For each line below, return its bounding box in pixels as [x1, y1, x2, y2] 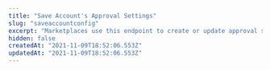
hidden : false [8, 34, 56, 43]
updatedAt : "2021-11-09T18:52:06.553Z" [8, 49, 143, 57]
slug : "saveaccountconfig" [8, 19, 99, 27]
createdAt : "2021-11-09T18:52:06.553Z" [8, 42, 143, 50]
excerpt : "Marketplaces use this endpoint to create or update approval [8, 27, 258, 35]
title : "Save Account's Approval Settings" [8, 11, 157, 20]
